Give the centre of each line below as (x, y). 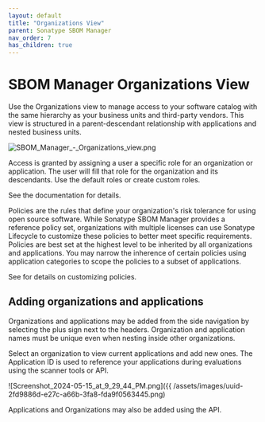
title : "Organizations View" (56, 23)
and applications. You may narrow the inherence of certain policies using (127, 253)
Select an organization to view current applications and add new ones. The (131, 353)
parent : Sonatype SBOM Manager (60, 30)
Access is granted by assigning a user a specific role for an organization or (131, 163)
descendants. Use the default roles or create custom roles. (104, 180)
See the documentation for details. (65, 195)
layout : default (35, 16)
